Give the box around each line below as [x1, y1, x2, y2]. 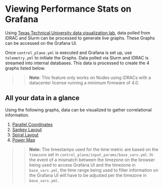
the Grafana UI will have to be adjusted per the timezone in [29, 172, 147, 178]
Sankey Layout [12, 127, 42, 132]
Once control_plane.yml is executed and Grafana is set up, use [5, 50, 132, 56]
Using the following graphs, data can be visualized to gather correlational [5, 107, 152, 113]
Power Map [12, 137, 36, 143]
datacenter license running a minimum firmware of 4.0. [29, 79, 140, 86]
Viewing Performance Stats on [5, 3, 131, 15]
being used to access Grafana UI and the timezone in [29, 162, 136, 168]
